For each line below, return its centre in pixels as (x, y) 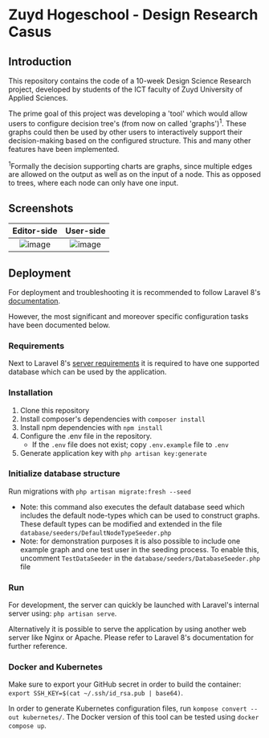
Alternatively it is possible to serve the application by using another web (127, 629)
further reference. (38, 646)
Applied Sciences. (38, 98)
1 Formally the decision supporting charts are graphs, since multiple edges (130, 165)
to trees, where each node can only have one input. (94, 183)
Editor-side (35, 231)
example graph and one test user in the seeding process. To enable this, (139, 549)
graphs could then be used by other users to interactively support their (125, 132)
